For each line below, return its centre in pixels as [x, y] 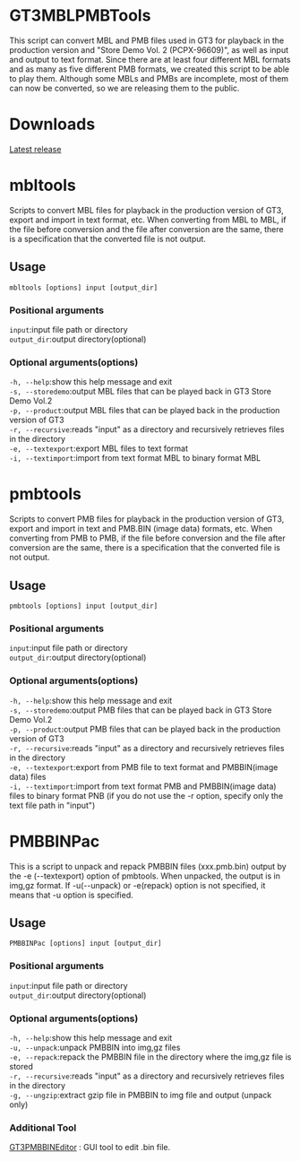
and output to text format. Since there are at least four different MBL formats [150, 59]
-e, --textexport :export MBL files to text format [99, 448]
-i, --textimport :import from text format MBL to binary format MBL [135, 458]
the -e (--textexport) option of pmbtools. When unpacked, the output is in [145, 876]
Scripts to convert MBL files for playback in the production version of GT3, [146, 210]
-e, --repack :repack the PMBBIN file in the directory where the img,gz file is [150, 1057]
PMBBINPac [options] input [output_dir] [86, 944]
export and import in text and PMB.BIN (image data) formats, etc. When [141, 529]
